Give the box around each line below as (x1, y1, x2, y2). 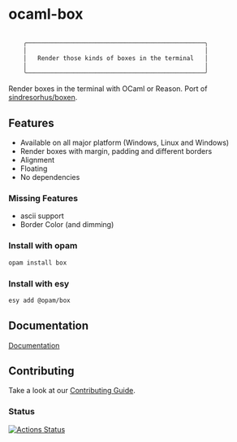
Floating (19, 164, 48, 173)
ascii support (19, 211, 65, 221)
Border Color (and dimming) (19, 220, 114, 230)
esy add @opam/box (8, 296, 71, 304)
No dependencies (19, 173, 80, 182)
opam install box (8, 258, 67, 267)
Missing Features (8, 193, 79, 204)
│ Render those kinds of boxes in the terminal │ (23, 54, 209, 62)
